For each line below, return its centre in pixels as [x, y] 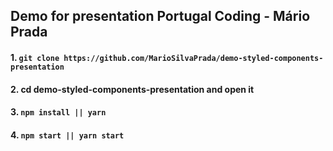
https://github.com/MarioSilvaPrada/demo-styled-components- [193, 58]
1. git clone [35, 57]
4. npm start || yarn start [67, 135]
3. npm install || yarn [58, 112]
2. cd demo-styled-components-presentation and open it [132, 89]
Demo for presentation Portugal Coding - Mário [160, 16]
